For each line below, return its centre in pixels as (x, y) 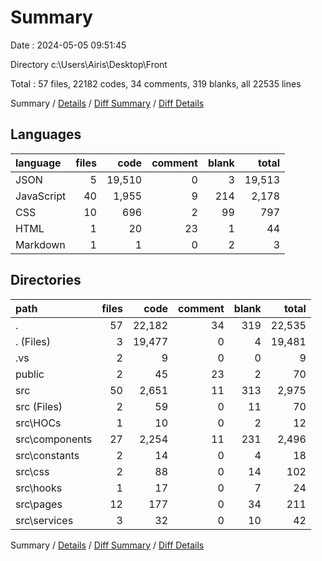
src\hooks (39, 488)
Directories (46, 280)
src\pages (39, 504)
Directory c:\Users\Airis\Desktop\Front (89, 64)
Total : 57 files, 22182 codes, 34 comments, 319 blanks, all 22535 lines (156, 83)
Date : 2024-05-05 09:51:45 (68, 45)
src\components (54, 439)
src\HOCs (38, 423)
